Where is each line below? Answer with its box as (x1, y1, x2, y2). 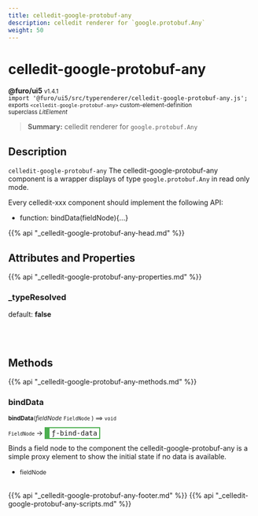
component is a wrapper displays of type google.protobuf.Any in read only (8, 174, 250, 184)
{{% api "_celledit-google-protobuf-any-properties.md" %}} (8, 272, 202, 281)
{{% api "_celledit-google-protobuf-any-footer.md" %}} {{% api (8, 491, 214, 500)
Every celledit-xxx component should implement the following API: (8, 198, 223, 207)
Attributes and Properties (8, 251, 135, 265)
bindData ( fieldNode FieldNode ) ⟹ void (8, 414, 116, 422)
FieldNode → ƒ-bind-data (8, 429, 98, 438)
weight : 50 (8, 26, 44, 34)
